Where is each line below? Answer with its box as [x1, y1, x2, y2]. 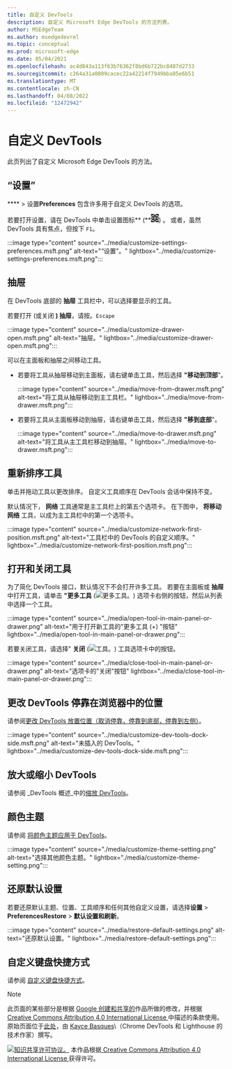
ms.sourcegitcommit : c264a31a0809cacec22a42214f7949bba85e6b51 [7, 70, 195, 77]
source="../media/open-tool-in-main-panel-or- [77, 614, 212, 623]
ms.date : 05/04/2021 [7, 56, 68, 63]
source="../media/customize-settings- [77, 238, 188, 247]
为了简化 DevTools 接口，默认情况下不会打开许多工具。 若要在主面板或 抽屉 [7, 583, 224, 591]
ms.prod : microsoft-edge [7, 48, 79, 55]
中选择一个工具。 [7, 600, 56, 609]
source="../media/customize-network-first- [77, 525, 202, 533]
